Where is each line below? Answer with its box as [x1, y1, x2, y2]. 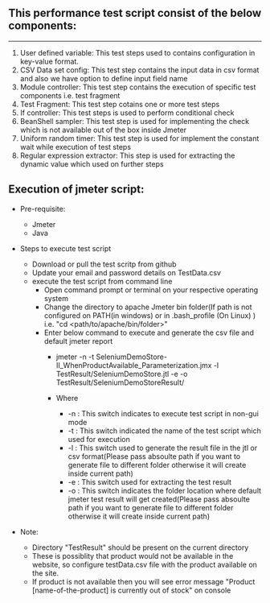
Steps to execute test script [19, 243, 112, 253]
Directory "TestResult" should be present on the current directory [31, 543, 249, 552]
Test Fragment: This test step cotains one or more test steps [19, 99, 220, 109]
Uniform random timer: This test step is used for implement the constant [19, 133, 260, 143]
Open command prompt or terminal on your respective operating [43, 285, 259, 295]
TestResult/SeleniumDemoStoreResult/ [55, 378, 185, 387]
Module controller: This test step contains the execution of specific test [19, 82, 256, 92]
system [43, 293, 68, 303]
